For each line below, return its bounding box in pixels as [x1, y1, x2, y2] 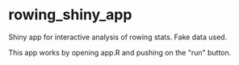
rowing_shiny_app [8, 6, 132, 24]
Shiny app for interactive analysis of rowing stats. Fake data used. [8, 32, 228, 42]
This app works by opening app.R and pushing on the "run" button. [8, 47, 232, 57]
